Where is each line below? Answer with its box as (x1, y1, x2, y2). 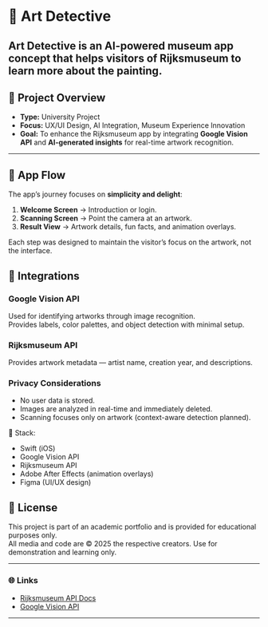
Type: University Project (19, 112, 100, 122)
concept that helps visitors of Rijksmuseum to (8, 51, 242, 65)
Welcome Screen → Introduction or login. (19, 205, 157, 215)
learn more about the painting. (8, 64, 163, 77)
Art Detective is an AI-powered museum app (8, 39, 234, 53)
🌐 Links (8, 575, 38, 586)
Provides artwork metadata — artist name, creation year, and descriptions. (8, 358, 253, 367)
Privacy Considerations (8, 378, 101, 389)
